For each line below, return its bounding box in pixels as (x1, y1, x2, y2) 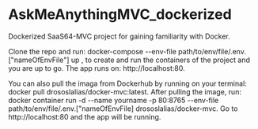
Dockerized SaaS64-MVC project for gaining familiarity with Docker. (8, 31, 231, 41)
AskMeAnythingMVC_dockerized (8, 6, 232, 24)
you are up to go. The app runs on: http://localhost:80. (8, 63, 186, 72)
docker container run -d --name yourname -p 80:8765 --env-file (8, 95, 219, 105)
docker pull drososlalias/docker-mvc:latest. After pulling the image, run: (8, 87, 241, 96)
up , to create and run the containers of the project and (70, 55, 251, 64)
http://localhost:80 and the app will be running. (8, 112, 161, 121)
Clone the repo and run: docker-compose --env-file (8, 46, 176, 56)
